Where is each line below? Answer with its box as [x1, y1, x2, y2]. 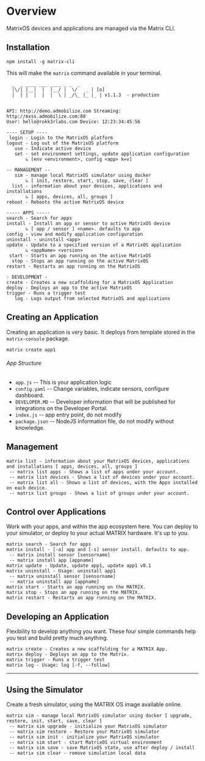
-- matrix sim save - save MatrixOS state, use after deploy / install [9, 745, 195, 751]
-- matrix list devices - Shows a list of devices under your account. [9, 474, 195, 480]
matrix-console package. [6, 335, 70, 342]
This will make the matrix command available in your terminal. [6, 69, 162, 77]
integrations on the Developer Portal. [15, 404, 108, 411]
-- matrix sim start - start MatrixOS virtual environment [9, 740, 163, 746]
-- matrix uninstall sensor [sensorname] [9, 574, 116, 580]
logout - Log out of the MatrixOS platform [6, 140, 119, 146]
